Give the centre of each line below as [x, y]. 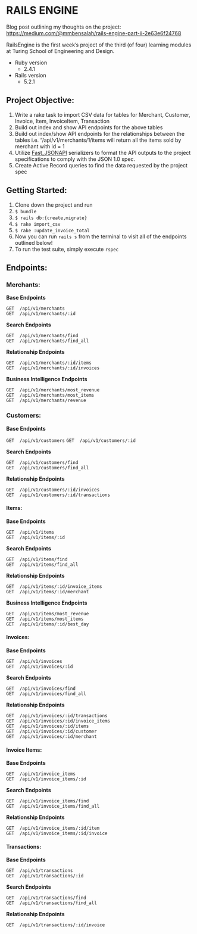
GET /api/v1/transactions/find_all [51, 903]
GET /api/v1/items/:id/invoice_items [54, 586]
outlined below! [34, 242]
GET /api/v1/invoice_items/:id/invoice [57, 834]
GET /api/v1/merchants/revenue [46, 401]
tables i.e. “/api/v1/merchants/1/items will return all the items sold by [98, 140]
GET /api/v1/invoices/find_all [46, 694]
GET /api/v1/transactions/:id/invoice [56, 925]
